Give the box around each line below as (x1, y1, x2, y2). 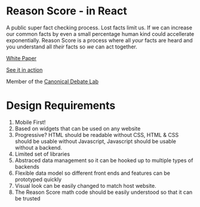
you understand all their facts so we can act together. (6, 43, 137, 50)
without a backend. (14, 144, 63, 151)
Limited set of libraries (14, 150, 70, 157)
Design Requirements (6, 99, 116, 112)
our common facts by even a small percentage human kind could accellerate (6, 30, 195, 37)
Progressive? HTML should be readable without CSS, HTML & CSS (14, 131, 179, 138)
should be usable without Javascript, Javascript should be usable (14, 138, 176, 145)
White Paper (6, 54, 37, 62)
